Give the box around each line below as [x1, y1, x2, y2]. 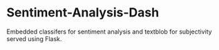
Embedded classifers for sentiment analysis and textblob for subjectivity [6, 27, 212, 36]
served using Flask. [6, 34, 62, 42]
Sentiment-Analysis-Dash [6, 5, 160, 21]
